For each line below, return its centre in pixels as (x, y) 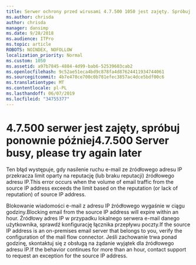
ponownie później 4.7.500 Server (88, 140)
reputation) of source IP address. (46, 194)
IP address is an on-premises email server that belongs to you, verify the (94, 230)
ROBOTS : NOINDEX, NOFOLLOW (39, 50)
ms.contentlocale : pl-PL (36, 88)
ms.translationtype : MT (35, 83)
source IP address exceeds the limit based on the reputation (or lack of (92, 188)
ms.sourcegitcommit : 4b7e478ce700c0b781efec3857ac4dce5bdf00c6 (85, 77)
